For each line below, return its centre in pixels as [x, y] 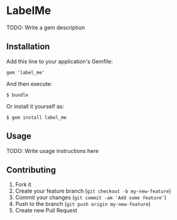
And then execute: [29, 83]
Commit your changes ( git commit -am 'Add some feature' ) [91, 197]
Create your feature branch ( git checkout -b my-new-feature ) [93, 191]
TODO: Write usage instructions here [52, 151]
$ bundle [17, 95]
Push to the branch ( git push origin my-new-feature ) [83, 204]
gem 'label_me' [26, 73]
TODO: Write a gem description [46, 27]
